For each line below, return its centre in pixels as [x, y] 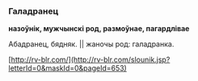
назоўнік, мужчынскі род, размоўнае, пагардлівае [99, 29]
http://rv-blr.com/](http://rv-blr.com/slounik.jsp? [91, 60]
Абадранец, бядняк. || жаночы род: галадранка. [91, 44]
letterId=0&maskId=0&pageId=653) [67, 68]
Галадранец [34, 11]
